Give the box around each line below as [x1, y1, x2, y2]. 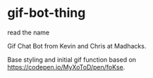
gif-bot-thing [7, 5, 86, 21]
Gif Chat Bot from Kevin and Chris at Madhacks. [7, 41, 147, 50]
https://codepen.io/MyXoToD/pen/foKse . [7, 63, 126, 71]
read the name [7, 28, 50, 37]
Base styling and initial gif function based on [7, 55, 136, 64]
